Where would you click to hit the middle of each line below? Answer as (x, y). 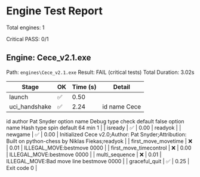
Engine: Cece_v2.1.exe (49, 58)
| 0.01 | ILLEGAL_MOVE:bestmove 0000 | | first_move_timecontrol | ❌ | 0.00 (99, 148)
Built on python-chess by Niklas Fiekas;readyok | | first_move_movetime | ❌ (99, 141)
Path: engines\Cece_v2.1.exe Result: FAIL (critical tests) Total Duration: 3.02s (100, 72)
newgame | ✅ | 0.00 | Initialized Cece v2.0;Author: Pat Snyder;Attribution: (96, 134)
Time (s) (84, 86)
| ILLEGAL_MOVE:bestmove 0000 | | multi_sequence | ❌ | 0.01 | (84, 154)
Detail (121, 86)
